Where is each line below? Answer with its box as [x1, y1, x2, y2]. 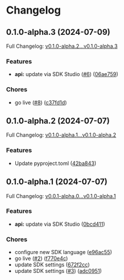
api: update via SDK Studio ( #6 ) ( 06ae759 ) [14, 71, 119, 78]
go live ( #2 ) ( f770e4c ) [14, 255, 68, 262]
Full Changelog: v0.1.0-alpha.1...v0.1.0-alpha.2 [6, 131, 116, 139]
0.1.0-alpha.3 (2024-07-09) [6, 27, 110, 37]
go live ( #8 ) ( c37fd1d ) [14, 98, 68, 106]
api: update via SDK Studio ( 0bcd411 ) [14, 220, 105, 228]
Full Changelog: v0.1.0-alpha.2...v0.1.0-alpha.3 [6, 42, 118, 50]
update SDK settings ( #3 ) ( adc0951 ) [14, 268, 102, 275]
